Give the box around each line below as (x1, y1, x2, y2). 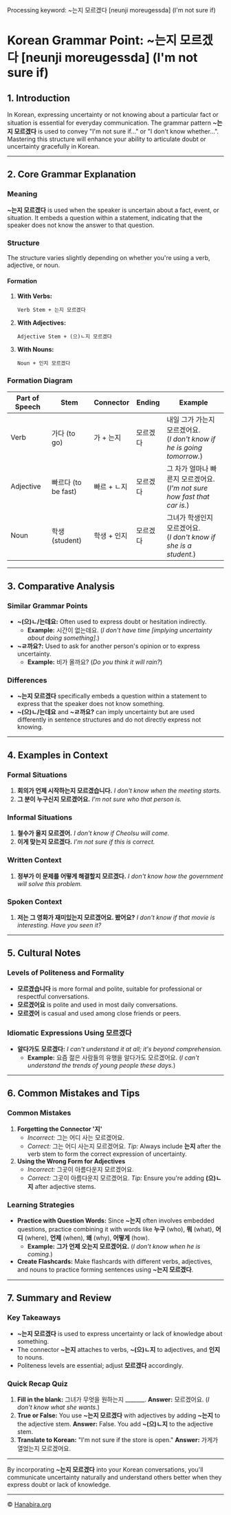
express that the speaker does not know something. (16, 700, 165, 708)
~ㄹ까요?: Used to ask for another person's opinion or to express (16, 642, 201, 650)
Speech (14, 402, 41, 411)
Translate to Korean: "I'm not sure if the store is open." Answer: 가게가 (16, 1436, 219, 1443)
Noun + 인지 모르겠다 (16, 360, 71, 367)
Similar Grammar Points (7, 601, 88, 610)
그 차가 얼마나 (166, 464, 209, 473)
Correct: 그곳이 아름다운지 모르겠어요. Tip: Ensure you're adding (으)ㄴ (27, 1174, 222, 1182)
